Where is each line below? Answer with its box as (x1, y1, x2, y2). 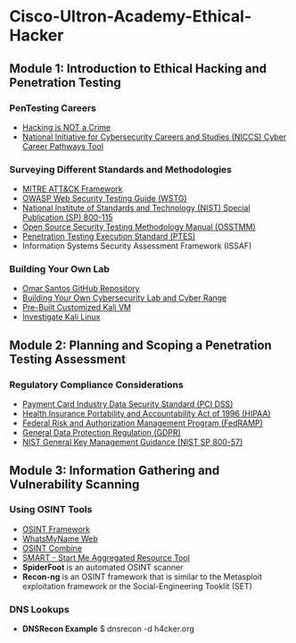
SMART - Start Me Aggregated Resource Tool (21, 552, 190, 563)
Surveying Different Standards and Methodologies (9, 163, 232, 175)
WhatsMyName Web (21, 533, 98, 544)
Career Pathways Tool (21, 140, 104, 151)
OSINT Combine (21, 543, 83, 554)
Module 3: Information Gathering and (9, 462, 220, 478)
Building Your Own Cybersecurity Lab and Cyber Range (21, 292, 227, 303)
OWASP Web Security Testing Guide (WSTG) (21, 193, 187, 204)
